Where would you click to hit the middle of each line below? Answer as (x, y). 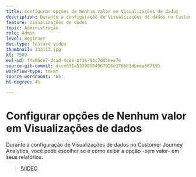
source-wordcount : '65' (35, 77)
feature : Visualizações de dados (47, 22)
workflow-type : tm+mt (32, 71)
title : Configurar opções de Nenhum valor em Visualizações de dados (92, 11)
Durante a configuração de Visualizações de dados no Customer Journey (94, 144)
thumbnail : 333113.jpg (34, 50)
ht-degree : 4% (23, 82)
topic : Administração (32, 28)
